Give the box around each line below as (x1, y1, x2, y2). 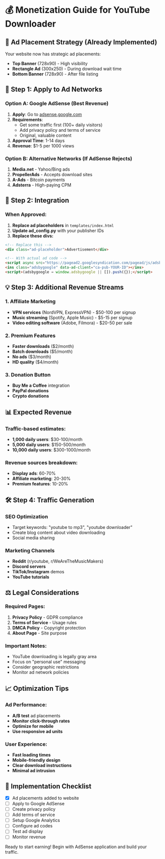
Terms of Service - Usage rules (12, 619, 77, 625)
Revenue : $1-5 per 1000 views (12, 143, 75, 149)
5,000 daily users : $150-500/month (12, 442, 86, 448)
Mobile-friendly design (12, 757, 60, 763)
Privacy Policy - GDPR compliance (12, 614, 83, 620)
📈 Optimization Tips (5, 684, 69, 693)
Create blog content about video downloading (12, 529, 106, 535)
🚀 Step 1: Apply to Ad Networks (5, 85, 103, 94)
